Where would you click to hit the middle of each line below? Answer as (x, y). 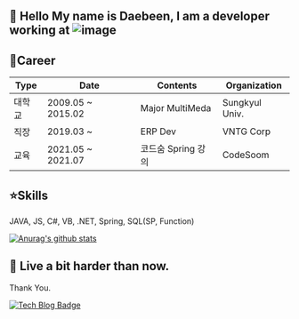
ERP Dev (158, 132)
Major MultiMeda (176, 108)
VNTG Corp (246, 132)
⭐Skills (29, 195)
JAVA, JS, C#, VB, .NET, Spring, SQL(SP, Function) (102, 221)
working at (40, 31)
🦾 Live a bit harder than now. (89, 266)
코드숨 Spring (168, 149)
